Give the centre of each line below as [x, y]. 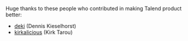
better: [14, 15]
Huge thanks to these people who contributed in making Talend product [94, 8]
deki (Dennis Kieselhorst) [45, 26]
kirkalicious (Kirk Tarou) [43, 32]
